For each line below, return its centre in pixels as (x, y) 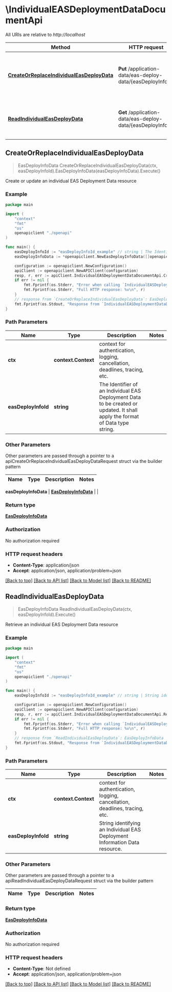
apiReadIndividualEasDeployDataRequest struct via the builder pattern (79, 881)
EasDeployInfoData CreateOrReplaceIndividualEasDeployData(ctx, (88, 165)
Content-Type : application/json (46, 565)
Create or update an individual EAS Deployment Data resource (71, 181)
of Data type (114, 423)
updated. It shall (118, 410)
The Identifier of (119, 384)
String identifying (120, 823)
